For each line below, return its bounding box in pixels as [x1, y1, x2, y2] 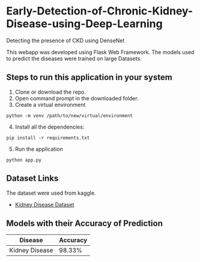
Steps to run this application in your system [6, 72, 172, 82]
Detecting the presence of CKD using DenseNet [6, 37, 125, 44]
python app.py [6, 157, 42, 163]
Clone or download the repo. [14, 88, 86, 96]
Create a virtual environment [14, 101, 86, 108]
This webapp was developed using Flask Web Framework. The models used [6, 48, 195, 55]
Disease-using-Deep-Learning [6, 17, 163, 31]
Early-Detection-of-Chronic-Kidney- [6, 4, 193, 18]
